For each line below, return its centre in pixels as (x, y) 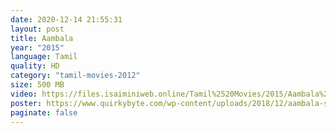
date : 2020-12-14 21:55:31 (66, 19)
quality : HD (35, 66)
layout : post (37, 29)
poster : (26, 103)
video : (24, 94)
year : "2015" (37, 47)
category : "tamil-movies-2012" (75, 76)
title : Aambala (42, 38)
